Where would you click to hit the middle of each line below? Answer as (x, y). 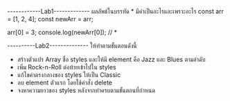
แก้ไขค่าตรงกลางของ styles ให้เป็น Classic (69, 75)
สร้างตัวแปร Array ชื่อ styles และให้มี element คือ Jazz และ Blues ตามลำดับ (111, 59)
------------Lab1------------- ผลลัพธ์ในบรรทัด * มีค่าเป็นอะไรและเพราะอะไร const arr (115, 11)
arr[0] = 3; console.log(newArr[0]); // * (62, 32)
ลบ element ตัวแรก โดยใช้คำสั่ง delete (65, 82)
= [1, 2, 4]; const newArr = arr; (50, 19)
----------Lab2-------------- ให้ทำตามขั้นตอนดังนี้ (72, 46)
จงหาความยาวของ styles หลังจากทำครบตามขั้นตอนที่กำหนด (86, 90)
